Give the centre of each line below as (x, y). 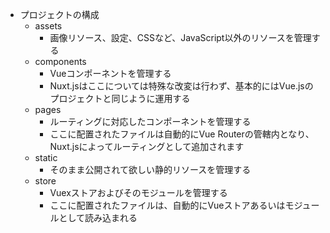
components (60, 61)
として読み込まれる (98, 217)
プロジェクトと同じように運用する (120, 98)
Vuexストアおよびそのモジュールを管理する (138, 192)
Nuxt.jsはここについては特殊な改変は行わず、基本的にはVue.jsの (181, 86)
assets (48, 26)
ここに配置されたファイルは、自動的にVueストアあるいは (167, 205)
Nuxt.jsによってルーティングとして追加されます (147, 146)
